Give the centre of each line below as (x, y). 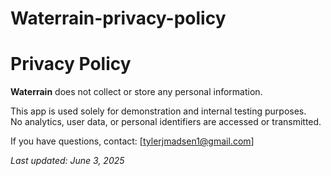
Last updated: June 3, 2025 (67, 161)
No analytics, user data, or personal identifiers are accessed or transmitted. (166, 122)
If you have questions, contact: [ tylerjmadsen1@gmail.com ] (132, 141)
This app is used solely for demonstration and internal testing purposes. (158, 111)
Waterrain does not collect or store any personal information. (136, 92)
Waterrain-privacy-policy (118, 18)
